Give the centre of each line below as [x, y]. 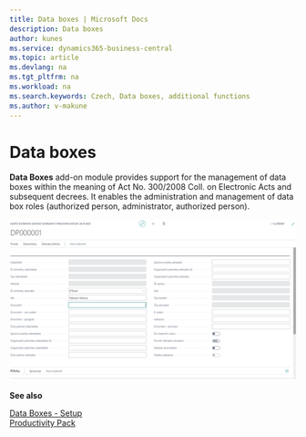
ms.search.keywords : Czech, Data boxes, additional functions [130, 96]
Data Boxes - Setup [46, 413]
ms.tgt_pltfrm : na [44, 78]
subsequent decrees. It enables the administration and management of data [152, 197]
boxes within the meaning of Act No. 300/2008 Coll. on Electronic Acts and [151, 187]
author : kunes [36, 38]
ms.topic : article [44, 58]
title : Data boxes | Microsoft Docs [79, 19]
